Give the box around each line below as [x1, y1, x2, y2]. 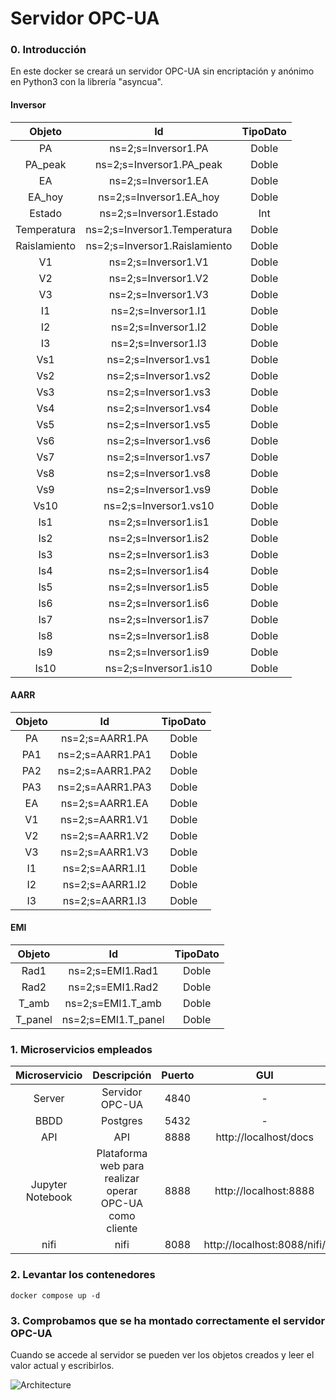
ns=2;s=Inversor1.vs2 [106, 368, 212, 382]
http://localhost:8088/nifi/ [203, 1238, 326, 1252]
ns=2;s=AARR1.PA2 [57, 763, 152, 777]
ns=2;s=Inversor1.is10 [104, 661, 213, 675]
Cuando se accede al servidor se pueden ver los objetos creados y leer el [10, 1348, 315, 1361]
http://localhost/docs [215, 1130, 315, 1144]
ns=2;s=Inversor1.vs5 [106, 417, 212, 431]
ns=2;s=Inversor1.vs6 [106, 433, 212, 447]
